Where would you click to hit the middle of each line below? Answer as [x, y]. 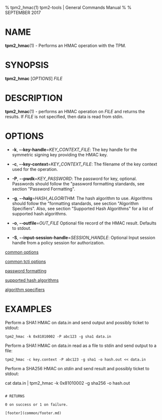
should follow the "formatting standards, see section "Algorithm [75, 203]
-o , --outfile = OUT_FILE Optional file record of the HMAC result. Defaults [84, 223]
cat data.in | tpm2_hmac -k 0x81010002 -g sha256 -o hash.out [68, 383]
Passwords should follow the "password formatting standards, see [78, 183]
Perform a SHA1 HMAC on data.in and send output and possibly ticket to [77, 322]
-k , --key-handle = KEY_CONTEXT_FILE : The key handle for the [74, 150]
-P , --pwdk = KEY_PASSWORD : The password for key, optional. [74, 179]
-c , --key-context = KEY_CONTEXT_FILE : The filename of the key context [84, 164]
